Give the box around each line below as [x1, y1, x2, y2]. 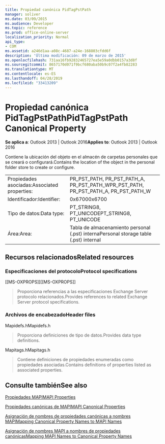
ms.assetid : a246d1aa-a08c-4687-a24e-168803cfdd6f [5, 48, 111, 53]
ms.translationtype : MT [5, 67, 54, 72]
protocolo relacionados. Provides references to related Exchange [17, 294, 148, 300]
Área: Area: [7, 230, 32, 237]
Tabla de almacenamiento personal [69, 224, 151, 231]
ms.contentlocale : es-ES [5, 71, 56, 76]
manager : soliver [5, 12, 41, 17]
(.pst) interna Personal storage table [69, 230, 152, 237]
